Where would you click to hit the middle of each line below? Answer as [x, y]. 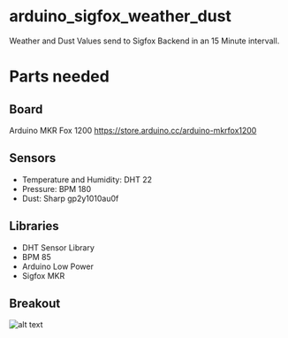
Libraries [34, 226]
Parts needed [60, 77]
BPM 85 [36, 257]
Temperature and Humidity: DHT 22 [87, 180]
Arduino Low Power [58, 266]
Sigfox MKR [43, 275]
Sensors [33, 158]
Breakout [35, 303]
